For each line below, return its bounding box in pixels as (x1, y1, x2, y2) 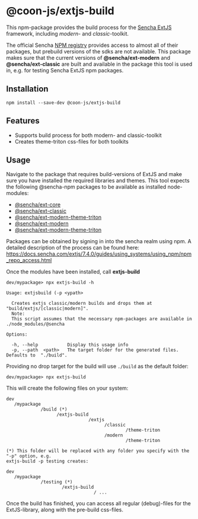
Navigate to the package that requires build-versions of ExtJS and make (6, 171, 183, 178)
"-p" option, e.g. (6, 453, 52, 459)
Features (6, 116, 40, 126)
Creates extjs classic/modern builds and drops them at (11, 301, 152, 307)
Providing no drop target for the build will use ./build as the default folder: (6, 363, 189, 370)
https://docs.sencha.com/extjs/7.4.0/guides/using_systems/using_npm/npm (6, 250, 191, 257)
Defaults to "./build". (6, 352, 68, 358)
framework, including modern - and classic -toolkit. (6, 30, 129, 37)
